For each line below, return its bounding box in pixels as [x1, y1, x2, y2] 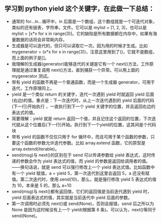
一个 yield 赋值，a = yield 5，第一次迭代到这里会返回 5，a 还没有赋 [16, 170, 150, 176]
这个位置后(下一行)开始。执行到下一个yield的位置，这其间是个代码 [24, 121, 156, 127]
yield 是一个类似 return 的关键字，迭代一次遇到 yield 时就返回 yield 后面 [11, 91, 155, 97]
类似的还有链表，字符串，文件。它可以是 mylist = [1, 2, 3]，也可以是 [11, 24, 147, 30]
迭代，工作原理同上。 [11, 85, 54, 91]
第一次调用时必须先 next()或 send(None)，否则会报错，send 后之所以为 [11, 201, 154, 206]
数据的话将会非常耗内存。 [16, 36, 67, 42]
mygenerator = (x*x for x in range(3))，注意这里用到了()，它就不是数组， [11, 49, 157, 54]
